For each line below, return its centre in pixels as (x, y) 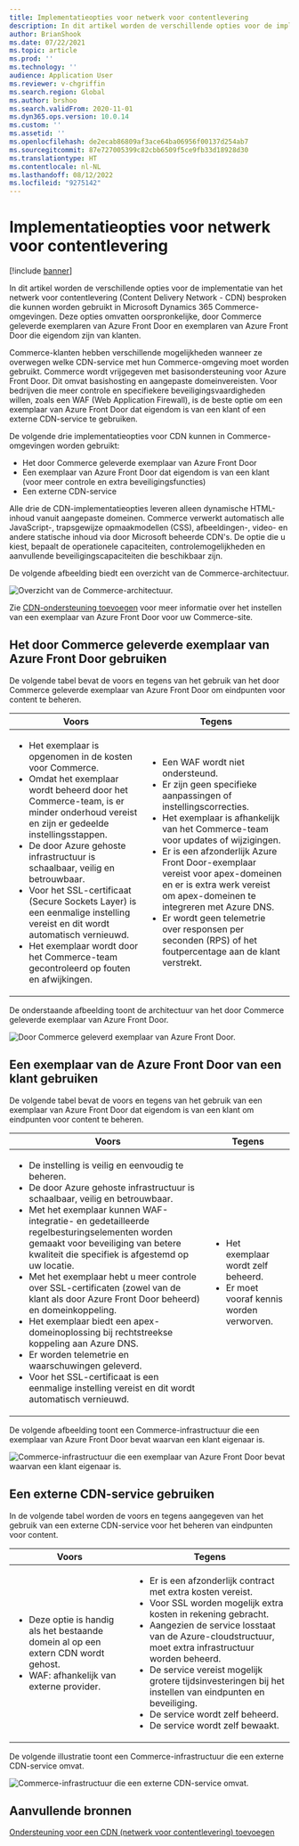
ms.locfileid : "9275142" (55, 184)
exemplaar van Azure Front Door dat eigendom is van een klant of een (137, 410)
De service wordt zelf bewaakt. (215, 1725)
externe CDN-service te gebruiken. (73, 419)
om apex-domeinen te (209, 895)
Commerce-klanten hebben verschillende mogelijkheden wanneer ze (136, 353)
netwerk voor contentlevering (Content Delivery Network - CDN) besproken (148, 298)
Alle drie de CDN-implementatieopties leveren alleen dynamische (129, 509)
